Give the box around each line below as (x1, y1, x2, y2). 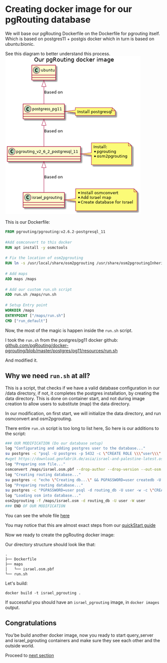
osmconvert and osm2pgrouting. (5, 415, 73, 421)
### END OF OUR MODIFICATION (5, 503, 66, 508)
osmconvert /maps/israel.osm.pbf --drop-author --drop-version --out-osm (5, 467, 162, 472)
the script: (5, 430, 26, 436)
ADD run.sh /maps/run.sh (5, 292, 57, 297)
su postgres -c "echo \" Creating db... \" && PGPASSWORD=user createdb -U (5, 477, 162, 483)
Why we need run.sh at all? (5, 372, 90, 380)
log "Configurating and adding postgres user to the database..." (5, 446, 146, 451)
